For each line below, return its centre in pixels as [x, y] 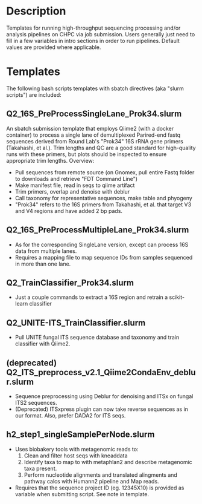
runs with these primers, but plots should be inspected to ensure [87, 154]
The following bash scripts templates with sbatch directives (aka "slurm [95, 88]
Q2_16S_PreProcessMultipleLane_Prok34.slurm [98, 230]
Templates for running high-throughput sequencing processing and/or [93, 28]
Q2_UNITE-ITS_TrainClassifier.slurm [76, 323]
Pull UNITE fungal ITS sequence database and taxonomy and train [97, 338]
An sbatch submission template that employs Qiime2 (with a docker [90, 128]
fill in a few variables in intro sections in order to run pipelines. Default [93, 41]
